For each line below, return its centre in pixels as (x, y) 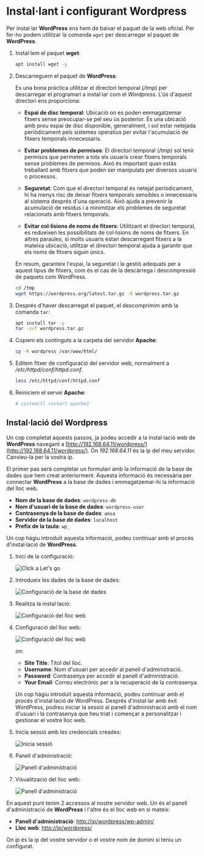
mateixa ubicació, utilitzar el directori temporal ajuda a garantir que (108, 245)
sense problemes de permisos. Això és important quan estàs (100, 163)
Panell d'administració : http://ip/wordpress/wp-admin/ (84, 821)
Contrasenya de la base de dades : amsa (65, 513)
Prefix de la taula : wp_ (42, 526)
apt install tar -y (40, 323)
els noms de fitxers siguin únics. (65, 252)
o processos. (40, 176)
